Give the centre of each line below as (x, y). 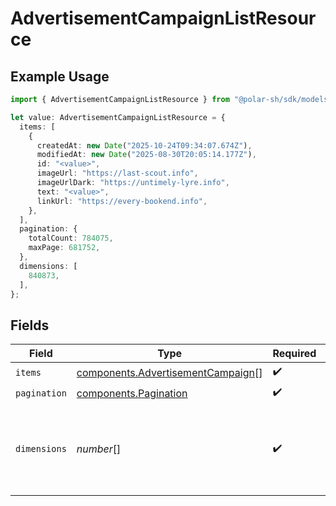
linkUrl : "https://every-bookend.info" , (122, 201)
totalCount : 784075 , (71, 238)
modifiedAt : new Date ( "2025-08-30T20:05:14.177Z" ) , (146, 155)
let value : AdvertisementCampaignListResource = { (118, 117)
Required (294, 354)
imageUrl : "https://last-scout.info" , (117, 173)
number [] (99, 449)
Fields (30, 325)
